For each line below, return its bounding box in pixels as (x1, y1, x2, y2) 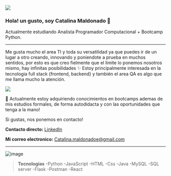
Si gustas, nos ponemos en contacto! (5, 116, 83, 122)
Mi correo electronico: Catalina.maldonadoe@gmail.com (5, 136, 125, 142)
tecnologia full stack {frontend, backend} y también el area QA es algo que (5, 71, 162, 77)
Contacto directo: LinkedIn (5, 127, 63, 133)
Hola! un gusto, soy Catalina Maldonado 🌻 (5, 17, 111, 24)
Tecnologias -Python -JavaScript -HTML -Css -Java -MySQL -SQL (17, 161, 159, 167)
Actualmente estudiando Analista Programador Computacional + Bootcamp (5, 29, 163, 35)
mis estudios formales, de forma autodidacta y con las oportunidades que (5, 101, 160, 107)
